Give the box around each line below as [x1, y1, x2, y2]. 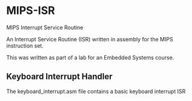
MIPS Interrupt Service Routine [6, 24, 84, 31]
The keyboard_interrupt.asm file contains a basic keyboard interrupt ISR [6, 88, 186, 95]
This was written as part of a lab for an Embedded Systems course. [6, 54, 174, 61]
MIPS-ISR [6, 4, 56, 18]
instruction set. [6, 42, 44, 49]
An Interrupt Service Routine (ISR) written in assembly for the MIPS [6, 35, 174, 43]
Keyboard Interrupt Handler [6, 71, 113, 82]
